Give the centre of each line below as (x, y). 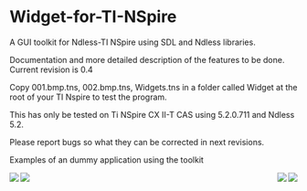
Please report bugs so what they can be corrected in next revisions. (137, 142)
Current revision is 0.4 (51, 69)
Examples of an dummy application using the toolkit (106, 159)
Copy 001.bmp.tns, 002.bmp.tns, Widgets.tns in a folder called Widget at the (153, 87)
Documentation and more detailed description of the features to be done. (147, 59)
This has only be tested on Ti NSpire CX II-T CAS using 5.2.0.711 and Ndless (152, 114)
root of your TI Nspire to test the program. (88, 97)
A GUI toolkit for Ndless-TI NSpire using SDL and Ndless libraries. (132, 42)
